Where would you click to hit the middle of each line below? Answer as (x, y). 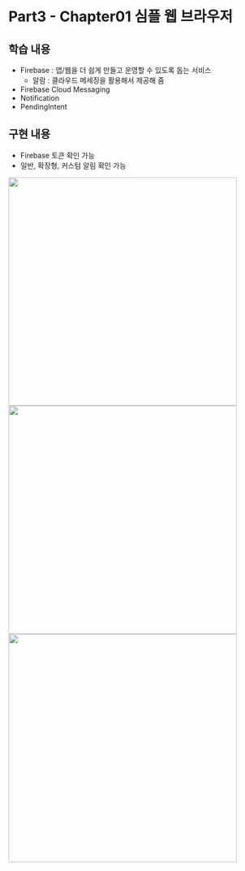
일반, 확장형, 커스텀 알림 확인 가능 (73, 165)
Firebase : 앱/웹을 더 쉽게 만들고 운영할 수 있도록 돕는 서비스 (116, 70)
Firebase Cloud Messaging (65, 89)
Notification (39, 98)
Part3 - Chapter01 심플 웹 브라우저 (120, 17)
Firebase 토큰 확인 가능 (57, 155)
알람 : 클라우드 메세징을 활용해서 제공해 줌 (98, 80)
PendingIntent (43, 107)
